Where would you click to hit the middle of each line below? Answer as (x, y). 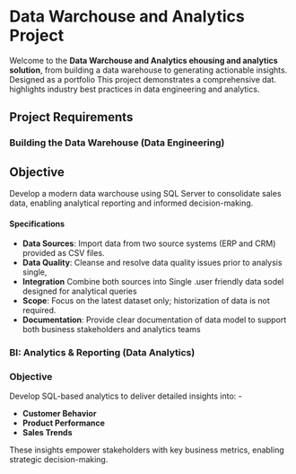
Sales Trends (48, 433)
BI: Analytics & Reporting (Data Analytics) (102, 353)
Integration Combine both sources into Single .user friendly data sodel (153, 282)
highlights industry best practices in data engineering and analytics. (135, 89)
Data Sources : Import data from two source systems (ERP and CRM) (149, 243)
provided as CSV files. (63, 253)
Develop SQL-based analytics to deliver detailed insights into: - (126, 396)
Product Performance (64, 423)
